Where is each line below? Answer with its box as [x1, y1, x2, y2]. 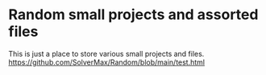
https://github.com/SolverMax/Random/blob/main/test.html [8, 57, 206, 67]
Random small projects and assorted [8, 6, 259, 24]
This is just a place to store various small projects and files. [8, 49, 205, 58]
